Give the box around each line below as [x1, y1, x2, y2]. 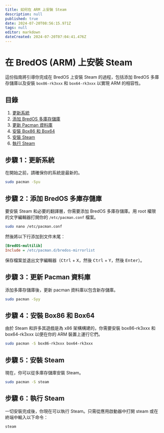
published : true [5, 16, 38, 21]
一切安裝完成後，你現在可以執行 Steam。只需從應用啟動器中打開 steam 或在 [5, 408, 158, 414]
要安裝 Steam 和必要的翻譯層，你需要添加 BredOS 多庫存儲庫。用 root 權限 [5, 208, 156, 214]
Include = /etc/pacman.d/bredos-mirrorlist [5, 248, 95, 253]
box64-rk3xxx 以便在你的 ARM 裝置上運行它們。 [5, 331, 103, 337]
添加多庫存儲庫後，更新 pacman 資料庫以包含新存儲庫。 [5, 287, 118, 293]
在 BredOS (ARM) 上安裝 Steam [5, 57, 133, 68]
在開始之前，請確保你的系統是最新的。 [5, 170, 82, 176]
